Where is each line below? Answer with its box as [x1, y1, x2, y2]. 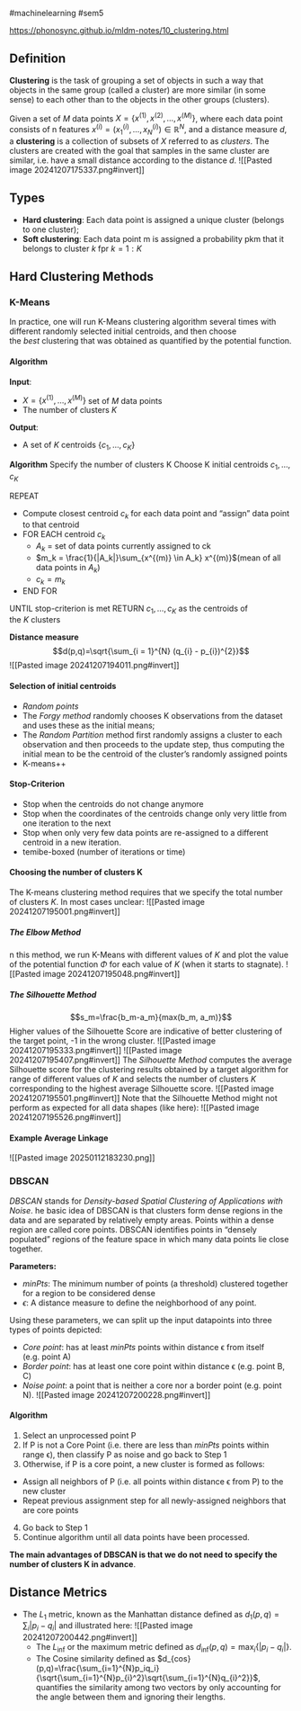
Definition [9, 51, 66, 67]
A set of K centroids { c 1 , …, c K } [22, 440, 136, 452]
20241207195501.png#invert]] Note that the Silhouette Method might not [9, 1093, 278, 1103]
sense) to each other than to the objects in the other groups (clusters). [9, 94, 270, 104]
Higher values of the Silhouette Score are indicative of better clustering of [9, 1026, 283, 1036]
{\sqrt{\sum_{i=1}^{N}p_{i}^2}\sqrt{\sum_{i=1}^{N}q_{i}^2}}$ [35, 1672, 259, 1683]
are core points [22, 1504, 79, 1515]
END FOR [22, 585, 58, 596]
